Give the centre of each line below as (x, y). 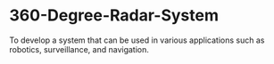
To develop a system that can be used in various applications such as (137, 40)
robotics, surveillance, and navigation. (79, 49)
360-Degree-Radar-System (114, 16)
